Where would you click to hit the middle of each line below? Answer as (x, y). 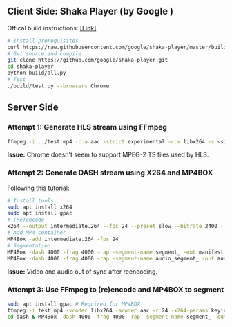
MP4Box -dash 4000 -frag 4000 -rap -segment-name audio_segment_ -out (111, 258)
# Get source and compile (44, 54)
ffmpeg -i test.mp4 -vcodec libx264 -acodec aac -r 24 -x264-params (108, 310)
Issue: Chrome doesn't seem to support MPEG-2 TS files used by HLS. (108, 154)
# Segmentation (29, 245)
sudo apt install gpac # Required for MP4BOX (74, 304)
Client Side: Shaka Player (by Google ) (90, 11)
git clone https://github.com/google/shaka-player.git (88, 60)
